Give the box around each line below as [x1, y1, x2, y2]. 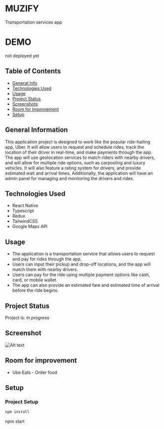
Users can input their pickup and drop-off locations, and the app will [12, 261, 151, 267]
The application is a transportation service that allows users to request [12, 251, 155, 257]
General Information [5, 126, 68, 134]
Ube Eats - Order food [12, 369, 57, 375]
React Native [12, 203, 38, 209]
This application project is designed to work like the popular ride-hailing [5, 139, 151, 145]
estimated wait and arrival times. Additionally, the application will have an [5, 170, 153, 176]
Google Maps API [12, 223, 48, 229]
